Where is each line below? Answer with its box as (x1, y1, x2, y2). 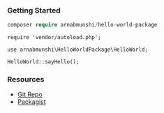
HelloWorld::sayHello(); (7, 59, 80, 66)
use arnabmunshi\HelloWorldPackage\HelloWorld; (7, 46, 149, 54)
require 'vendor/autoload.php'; (7, 34, 101, 41)
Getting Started (7, 6, 61, 15)
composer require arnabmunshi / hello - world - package (7, 22, 158, 29)
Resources (7, 75, 45, 84)
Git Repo (17, 90, 43, 99)
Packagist (17, 98, 47, 106)
